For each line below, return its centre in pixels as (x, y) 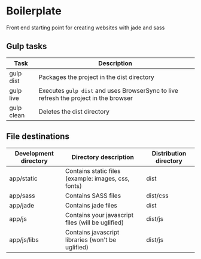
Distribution (169, 153)
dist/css (157, 196)
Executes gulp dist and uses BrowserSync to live (108, 90)
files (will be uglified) (95, 223)
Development (34, 153)
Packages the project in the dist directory (96, 77)
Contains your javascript (99, 215)
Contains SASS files (93, 196)
